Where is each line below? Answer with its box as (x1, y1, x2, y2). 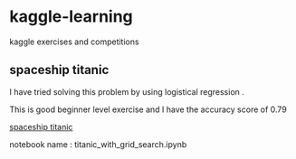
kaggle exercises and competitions (9, 36, 139, 47)
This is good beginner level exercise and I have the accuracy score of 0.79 (9, 104, 287, 115)
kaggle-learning (9, 6, 133, 27)
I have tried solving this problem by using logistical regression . (9, 86, 244, 97)
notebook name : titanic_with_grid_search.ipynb (9, 138, 187, 150)
